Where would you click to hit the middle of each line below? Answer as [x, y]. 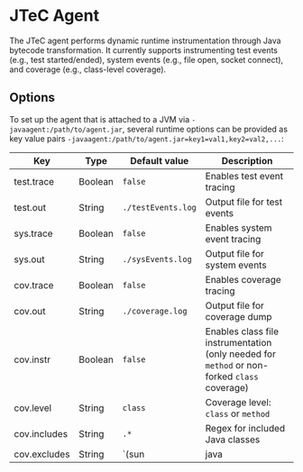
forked [219, 377]
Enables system [239, 228]
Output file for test [243, 202]
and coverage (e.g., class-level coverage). [88, 69]
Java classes [233, 440]
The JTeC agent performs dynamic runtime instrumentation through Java [145, 41]
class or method [238, 413]
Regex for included [245, 428]
